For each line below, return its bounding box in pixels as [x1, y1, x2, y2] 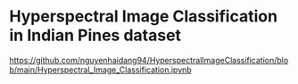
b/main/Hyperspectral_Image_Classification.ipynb [9, 64, 192, 75]
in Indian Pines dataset [9, 25, 181, 46]
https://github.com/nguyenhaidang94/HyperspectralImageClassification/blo [9, 55, 289, 65]
